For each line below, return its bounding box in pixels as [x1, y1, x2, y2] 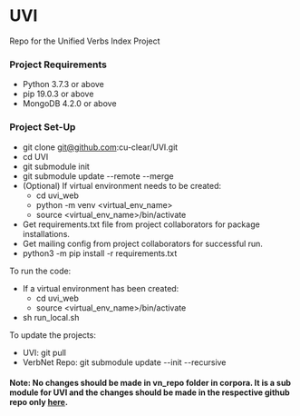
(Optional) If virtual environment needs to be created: [22, 180, 222, 191]
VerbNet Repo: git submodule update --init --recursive [22, 356, 227, 368]
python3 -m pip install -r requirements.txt [22, 247, 178, 259]
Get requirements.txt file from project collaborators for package [22, 219, 260, 230]
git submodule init [22, 161, 91, 172]
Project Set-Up [9, 121, 76, 134]
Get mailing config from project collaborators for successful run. [22, 238, 263, 249]
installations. [22, 228, 71, 239]
